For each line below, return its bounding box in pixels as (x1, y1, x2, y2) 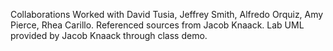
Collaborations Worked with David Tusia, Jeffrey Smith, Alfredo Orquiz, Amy (10, 9, 324, 20)
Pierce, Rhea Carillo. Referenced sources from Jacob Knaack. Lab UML (10, 19, 305, 31)
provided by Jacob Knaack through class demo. (10, 30, 208, 41)
